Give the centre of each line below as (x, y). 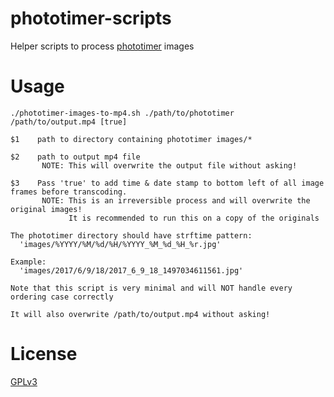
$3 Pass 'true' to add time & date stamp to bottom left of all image (167, 183)
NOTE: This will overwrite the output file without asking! (169, 165)
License (44, 354)
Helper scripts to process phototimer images (102, 46)
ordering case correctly (62, 297)
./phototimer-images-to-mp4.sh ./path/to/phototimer (122, 113)
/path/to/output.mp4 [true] (69, 122)
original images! (46, 209)
